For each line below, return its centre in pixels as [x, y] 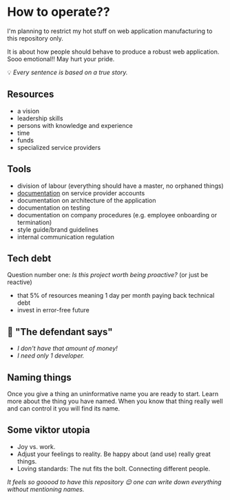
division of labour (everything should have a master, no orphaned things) [120, 186]
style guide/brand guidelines [57, 229]
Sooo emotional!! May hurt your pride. [61, 58]
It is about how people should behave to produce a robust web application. [113, 52]
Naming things [39, 377]
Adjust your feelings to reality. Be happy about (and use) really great [114, 454]
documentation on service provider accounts [81, 193]
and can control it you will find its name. [64, 409]
